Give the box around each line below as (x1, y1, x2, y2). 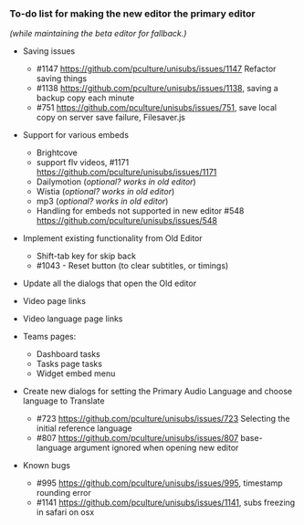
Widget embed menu (36, 368, 116, 379)
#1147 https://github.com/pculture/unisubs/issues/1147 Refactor (36, 63, 277, 75)
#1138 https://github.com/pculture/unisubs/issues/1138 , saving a (36, 83, 278, 94)
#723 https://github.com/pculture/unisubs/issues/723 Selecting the (36, 414, 290, 425)
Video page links (22, 296, 87, 307)
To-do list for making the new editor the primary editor (9, 7, 256, 20)
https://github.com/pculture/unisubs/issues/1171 (36, 167, 217, 178)
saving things (36, 73, 88, 84)
